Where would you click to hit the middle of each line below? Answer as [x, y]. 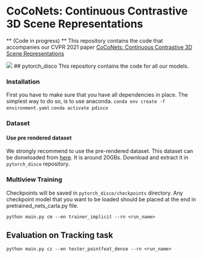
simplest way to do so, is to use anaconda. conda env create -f [86, 102]
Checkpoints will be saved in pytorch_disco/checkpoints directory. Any [95, 193]
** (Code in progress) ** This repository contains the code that [85, 40]
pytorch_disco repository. [38, 164]
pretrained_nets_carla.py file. [42, 205]
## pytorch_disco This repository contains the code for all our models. [101, 66]
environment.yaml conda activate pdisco [57, 108]
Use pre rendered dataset [39, 138]
